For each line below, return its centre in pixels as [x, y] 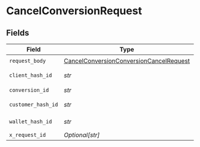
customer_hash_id [34, 105]
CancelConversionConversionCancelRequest [127, 60]
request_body [28, 61]
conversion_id [29, 90]
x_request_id [28, 135]
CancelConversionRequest [74, 11]
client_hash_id [31, 75]
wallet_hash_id [31, 122]
